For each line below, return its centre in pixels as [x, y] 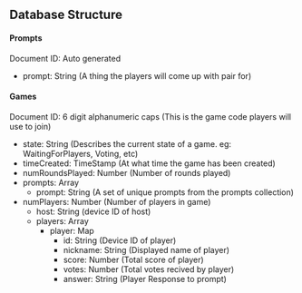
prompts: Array [51, 182]
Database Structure [66, 15]
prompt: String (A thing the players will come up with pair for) [137, 75]
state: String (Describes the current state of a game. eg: [127, 143]
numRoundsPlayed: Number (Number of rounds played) [127, 172]
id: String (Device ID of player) [120, 240]
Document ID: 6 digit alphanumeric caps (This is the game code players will [151, 116]
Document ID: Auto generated [65, 58]
